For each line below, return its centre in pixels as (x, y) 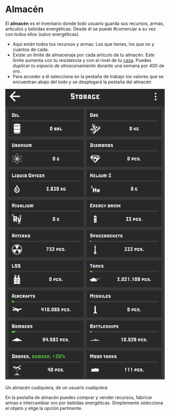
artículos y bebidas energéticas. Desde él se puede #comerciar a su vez (80, 28)
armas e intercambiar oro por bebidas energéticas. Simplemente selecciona (84, 403)
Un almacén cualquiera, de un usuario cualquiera (56, 388)
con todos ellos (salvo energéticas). (42, 34)
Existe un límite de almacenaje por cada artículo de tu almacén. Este (83, 55)
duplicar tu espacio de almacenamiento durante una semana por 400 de (88, 66)
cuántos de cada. (31, 49)
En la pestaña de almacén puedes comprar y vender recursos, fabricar (79, 397)
